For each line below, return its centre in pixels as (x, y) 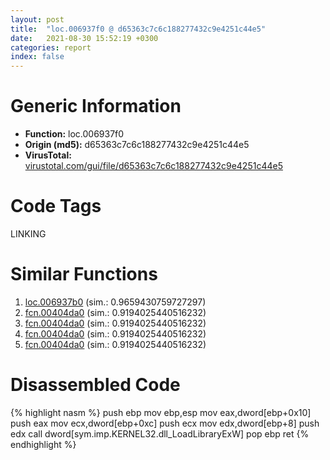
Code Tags (56, 206)
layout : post (37, 19)
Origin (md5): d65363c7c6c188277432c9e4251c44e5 (137, 145)
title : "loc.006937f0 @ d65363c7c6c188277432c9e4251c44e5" (138, 29)
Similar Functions (84, 274)
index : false (37, 57)
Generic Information (96, 106)
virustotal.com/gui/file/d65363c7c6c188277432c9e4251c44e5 (153, 166)
